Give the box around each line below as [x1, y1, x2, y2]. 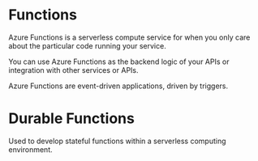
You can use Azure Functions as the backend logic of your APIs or [8, 57, 230, 66]
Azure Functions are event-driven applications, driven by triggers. [8, 81, 229, 91]
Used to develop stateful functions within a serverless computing [8, 136, 226, 146]
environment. [8, 144, 53, 155]
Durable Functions [8, 109, 135, 128]
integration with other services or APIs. [8, 65, 139, 74]
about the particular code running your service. [8, 40, 166, 50]
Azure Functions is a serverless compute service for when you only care [8, 32, 251, 42]
